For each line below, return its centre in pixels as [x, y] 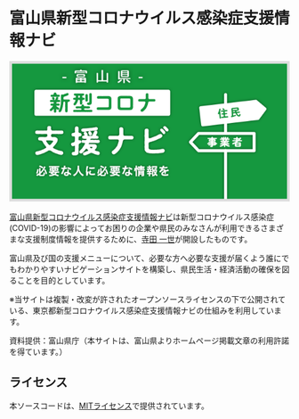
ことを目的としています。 [63, 280]
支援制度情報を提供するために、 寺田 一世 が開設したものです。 [138, 239]
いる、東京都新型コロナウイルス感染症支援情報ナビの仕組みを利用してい [141, 310]
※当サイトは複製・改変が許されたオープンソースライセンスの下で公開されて [148, 299]
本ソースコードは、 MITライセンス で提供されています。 [109, 406]
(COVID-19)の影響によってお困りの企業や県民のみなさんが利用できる [135, 227]
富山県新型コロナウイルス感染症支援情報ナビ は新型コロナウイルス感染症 [141, 217]
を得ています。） [38, 351]
